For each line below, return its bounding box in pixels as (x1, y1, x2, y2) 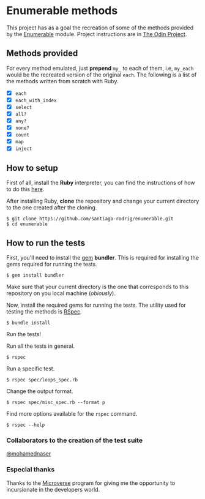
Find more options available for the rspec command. (6, 410, 138, 417)
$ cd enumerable (6, 221, 48, 227)
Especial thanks (6, 465, 55, 474)
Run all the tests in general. (6, 342, 75, 350)
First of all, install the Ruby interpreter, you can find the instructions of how (6, 179, 195, 187)
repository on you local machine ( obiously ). (6, 289, 116, 297)
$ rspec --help (6, 422, 45, 428)
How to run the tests (6, 238, 86, 248)
